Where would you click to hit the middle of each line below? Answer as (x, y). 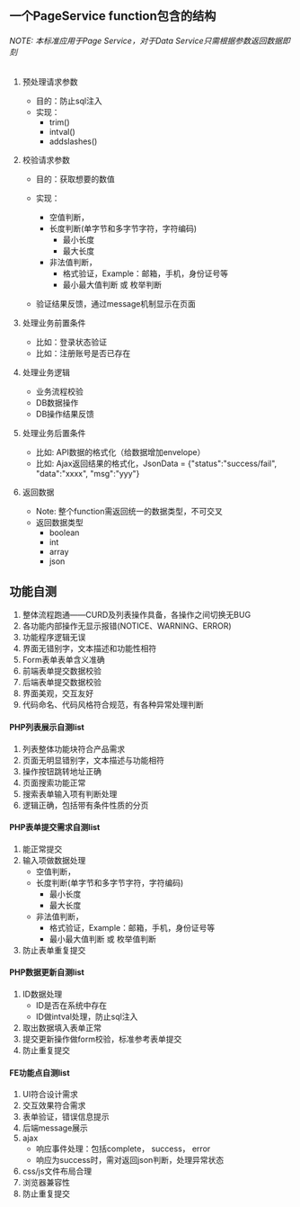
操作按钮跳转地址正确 (62, 771)
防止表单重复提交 (54, 950)
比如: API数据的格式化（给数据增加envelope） (120, 452)
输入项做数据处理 (54, 860)
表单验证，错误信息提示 (66, 1117)
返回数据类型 (59, 522)
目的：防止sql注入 (69, 101)
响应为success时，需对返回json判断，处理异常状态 (130, 1160)
